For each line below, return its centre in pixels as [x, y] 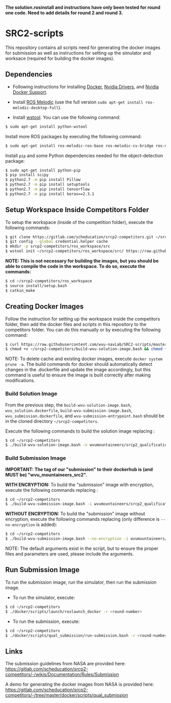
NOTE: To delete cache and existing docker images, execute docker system [84, 359]
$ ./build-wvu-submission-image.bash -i [49, 504]
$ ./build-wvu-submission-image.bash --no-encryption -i [67, 539]
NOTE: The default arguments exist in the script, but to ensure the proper [82, 548]
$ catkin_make [20, 290]
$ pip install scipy [27, 175]
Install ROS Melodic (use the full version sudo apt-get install [78, 102]
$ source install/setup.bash [36, 286]
